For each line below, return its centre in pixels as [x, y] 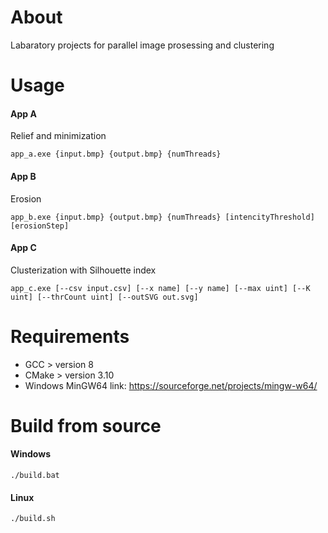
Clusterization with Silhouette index [83, 270]
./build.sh [33, 519]
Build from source [86, 425]
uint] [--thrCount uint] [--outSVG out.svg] [104, 297]
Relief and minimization [58, 136]
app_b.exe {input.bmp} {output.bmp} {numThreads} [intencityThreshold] [162, 217]
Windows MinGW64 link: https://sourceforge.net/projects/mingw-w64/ [171, 385]
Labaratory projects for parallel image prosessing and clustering [142, 45]
